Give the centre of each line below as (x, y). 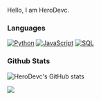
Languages (27, 28)
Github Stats (29, 61)
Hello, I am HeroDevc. (38, 10)
